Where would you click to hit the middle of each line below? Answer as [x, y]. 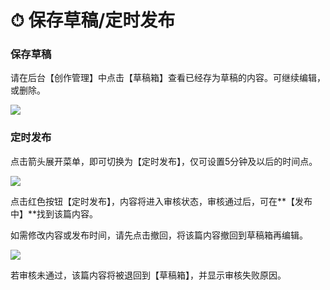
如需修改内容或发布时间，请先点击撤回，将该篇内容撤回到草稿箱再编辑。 [159, 235]
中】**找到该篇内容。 [54, 213]
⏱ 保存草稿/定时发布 [93, 20]
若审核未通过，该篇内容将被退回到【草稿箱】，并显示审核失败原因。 [148, 275]
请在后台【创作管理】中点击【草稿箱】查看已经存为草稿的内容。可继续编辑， [168, 78]
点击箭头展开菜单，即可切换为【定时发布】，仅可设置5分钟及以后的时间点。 [164, 161]
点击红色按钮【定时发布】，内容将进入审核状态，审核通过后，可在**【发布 [161, 201]
